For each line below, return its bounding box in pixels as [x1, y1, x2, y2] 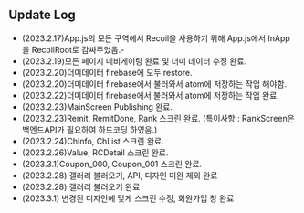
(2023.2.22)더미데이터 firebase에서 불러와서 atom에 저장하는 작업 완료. [21, 90, 280, 101]
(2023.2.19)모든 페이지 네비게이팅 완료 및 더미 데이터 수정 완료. [21, 55, 247, 67]
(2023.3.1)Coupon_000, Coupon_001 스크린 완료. [21, 158, 203, 169]
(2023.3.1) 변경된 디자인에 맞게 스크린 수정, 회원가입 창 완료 [21, 192, 235, 204]
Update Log [8, 7, 77, 23]
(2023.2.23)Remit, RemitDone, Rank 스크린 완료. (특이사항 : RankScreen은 [21, 112, 296, 123]
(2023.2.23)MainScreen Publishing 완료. [21, 101, 173, 112]
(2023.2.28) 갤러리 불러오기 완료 [21, 181, 141, 192]
